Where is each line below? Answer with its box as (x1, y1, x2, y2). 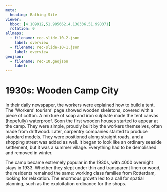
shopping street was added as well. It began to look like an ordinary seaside (5, 139, 162, 145)
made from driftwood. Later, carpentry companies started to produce (5, 129, 148, 135)
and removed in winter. (5, 150, 53, 156)
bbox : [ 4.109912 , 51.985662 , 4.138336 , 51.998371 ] (10, 21, 111, 27)
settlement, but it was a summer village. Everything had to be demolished (5, 144, 157, 151)
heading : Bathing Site (10, 12, 57, 17)
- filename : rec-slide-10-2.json (10, 36, 80, 41)
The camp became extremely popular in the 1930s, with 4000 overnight (5, 159, 154, 166)
